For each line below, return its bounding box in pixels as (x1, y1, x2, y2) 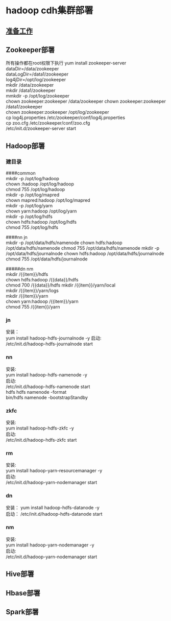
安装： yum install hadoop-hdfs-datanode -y (6, 504, 100, 511)
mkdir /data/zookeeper (6, 82, 54, 88)
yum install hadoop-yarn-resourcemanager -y (6, 468, 103, 474)
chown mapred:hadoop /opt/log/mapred (6, 197, 91, 203)
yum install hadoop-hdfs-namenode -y (6, 371, 87, 378)
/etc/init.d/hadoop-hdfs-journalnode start (6, 341, 93, 347)
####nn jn (6, 234, 28, 241)
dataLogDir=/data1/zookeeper (6, 71, 69, 77)
